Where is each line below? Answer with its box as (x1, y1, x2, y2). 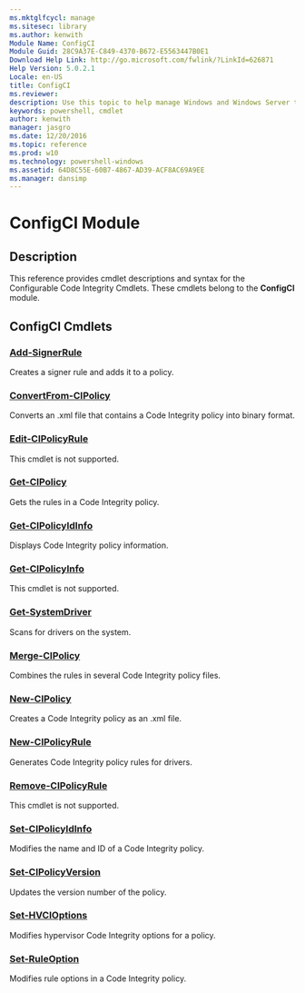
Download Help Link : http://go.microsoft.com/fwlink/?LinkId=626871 (9, 55, 274, 65)
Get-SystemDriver (9, 606, 93, 619)
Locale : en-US (9, 73, 64, 82)
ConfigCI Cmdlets (9, 319, 113, 334)
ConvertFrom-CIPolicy (9, 389, 111, 402)
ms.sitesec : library (9, 22, 88, 31)
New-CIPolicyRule (9, 736, 92, 749)
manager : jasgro (9, 124, 71, 133)
